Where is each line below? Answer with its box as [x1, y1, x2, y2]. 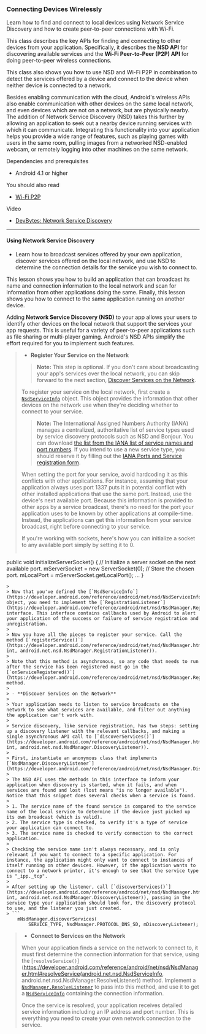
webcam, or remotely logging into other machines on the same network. [6, 146, 189, 153]
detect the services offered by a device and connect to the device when [6, 75, 188, 83]
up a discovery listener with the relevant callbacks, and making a [6, 728, 185, 734]
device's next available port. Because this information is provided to [21, 496, 193, 504]
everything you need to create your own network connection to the [21, 1014, 191, 1022]
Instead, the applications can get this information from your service [21, 516, 191, 523]
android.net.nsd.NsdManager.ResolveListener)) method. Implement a [21, 976, 196, 984]
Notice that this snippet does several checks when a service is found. [6, 792, 196, 798]
